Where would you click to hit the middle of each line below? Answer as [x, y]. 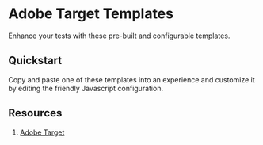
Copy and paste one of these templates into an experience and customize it [131, 79]
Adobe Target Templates [91, 14]
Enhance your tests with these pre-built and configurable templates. [119, 36]
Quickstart [35, 61]
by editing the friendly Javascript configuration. [86, 88]
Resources [35, 113]
